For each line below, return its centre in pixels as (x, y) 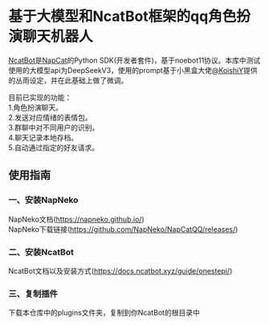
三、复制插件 (33, 294)
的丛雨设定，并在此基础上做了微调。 (68, 80)
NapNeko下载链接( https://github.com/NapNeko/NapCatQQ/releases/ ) (123, 229)
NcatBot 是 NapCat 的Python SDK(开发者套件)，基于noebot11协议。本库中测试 (134, 60)
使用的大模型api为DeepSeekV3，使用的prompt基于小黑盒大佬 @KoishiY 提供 (133, 70)
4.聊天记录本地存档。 (43, 137)
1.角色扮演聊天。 (35, 107)
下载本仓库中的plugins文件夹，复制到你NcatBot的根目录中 (104, 313)
